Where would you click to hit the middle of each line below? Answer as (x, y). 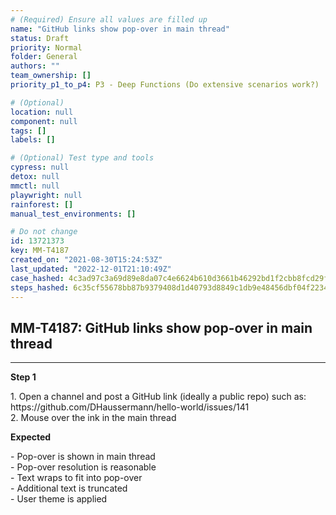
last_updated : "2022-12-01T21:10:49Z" (91, 269)
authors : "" (35, 66)
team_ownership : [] (51, 76)
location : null (42, 112)
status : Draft (40, 38)
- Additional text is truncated (69, 488)
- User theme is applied (59, 499)
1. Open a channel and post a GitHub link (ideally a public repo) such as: (158, 397)
